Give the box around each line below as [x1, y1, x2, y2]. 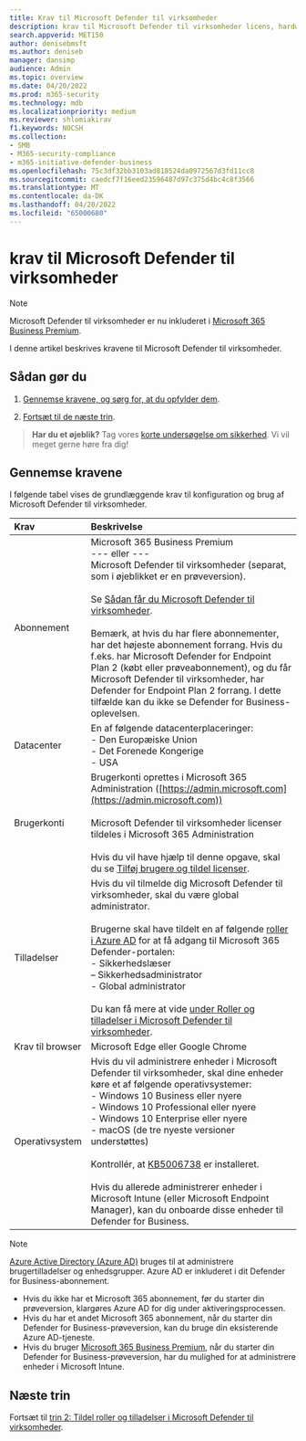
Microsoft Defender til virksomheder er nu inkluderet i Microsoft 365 [9, 315, 266, 326]
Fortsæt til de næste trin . [22, 411, 116, 422]
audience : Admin [9, 65, 71, 74]
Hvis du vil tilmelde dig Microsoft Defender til [90, 878, 283, 890]
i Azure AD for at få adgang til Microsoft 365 [90, 934, 280, 947]
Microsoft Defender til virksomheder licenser [90, 816, 282, 829]
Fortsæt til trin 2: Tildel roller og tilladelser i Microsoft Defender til [9, 1412, 254, 1423]
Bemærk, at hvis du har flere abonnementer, [90, 627, 280, 640]
